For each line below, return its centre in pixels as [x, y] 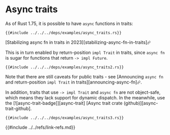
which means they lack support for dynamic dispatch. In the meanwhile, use [85, 97]
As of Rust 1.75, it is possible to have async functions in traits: [69, 23]
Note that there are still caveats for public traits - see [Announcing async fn [84, 76]
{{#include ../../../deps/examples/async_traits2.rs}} [65, 67]
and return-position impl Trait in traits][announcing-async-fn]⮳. [74, 82]
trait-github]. [19, 109]
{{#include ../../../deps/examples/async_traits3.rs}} [65, 118]
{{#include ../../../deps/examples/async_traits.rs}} [64, 33]
